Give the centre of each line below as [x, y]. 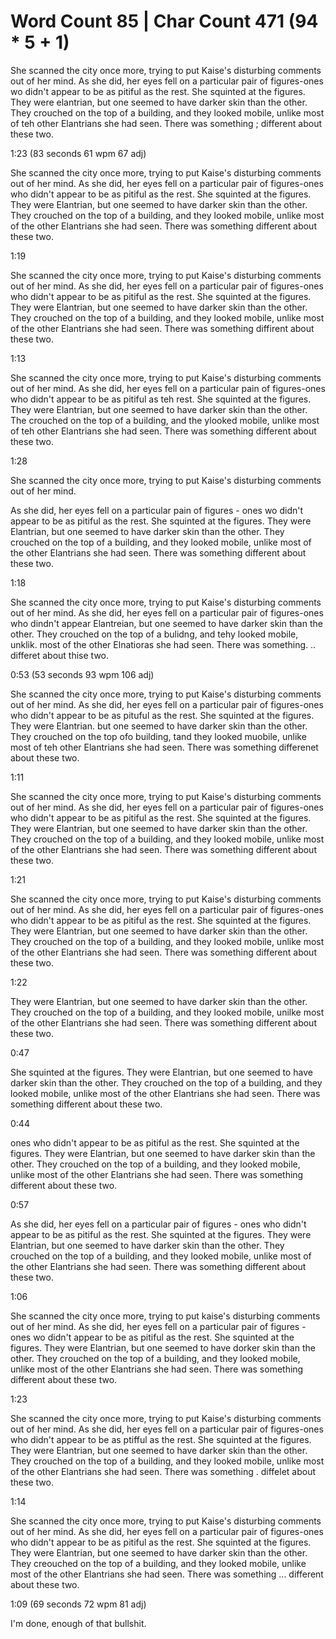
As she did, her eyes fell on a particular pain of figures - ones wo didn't [157, 510]
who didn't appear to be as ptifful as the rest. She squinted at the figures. [161, 1439]
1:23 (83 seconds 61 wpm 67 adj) [78, 153]
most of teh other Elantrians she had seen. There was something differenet [164, 747]
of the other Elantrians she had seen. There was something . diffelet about [163, 1471]
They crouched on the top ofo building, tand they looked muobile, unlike [158, 736]
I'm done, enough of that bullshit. [78, 1623]
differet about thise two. [60, 655]
